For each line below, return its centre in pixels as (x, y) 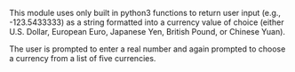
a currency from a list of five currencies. (83, 58)
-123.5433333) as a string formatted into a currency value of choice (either (147, 22)
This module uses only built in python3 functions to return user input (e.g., (145, 13)
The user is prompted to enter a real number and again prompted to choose (147, 49)
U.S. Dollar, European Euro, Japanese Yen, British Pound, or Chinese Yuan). (147, 32)
